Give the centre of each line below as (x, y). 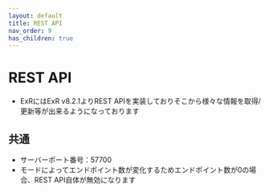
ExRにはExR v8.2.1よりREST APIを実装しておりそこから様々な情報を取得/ (140, 101)
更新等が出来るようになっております (79, 111)
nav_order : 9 (30, 31)
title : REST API (35, 23)
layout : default (35, 16)
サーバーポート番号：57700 (66, 160)
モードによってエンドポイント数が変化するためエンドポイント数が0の (134, 170)
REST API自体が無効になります (85, 180)
